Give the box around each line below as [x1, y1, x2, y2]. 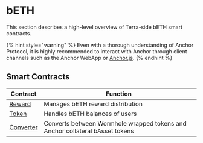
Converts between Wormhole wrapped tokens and [43, 119, 187, 127]
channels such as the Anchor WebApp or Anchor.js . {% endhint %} [6, 54, 173, 61]
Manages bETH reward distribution [43, 100, 143, 108]
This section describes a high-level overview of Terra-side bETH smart [6, 23, 183, 31]
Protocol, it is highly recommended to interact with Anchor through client [6, 47, 187, 55]
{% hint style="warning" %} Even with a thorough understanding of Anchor [6, 41, 194, 49]
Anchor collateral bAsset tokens [43, 127, 134, 135]
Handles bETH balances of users [43, 109, 137, 118]
